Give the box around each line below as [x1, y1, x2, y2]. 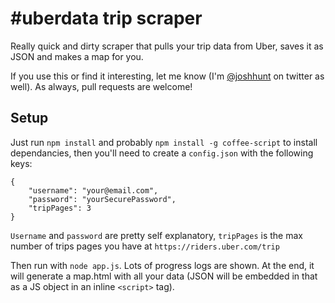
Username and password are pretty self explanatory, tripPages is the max [10, 229, 303, 241]
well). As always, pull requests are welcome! [10, 80, 193, 92]
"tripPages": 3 [28, 203, 92, 213]
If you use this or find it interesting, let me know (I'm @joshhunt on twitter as [10, 70, 325, 82]
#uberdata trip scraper [10, 7, 203, 30]
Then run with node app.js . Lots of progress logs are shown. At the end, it [10, 259, 315, 271]
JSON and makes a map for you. [10, 50, 144, 62]
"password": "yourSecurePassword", [28, 194, 177, 204]
